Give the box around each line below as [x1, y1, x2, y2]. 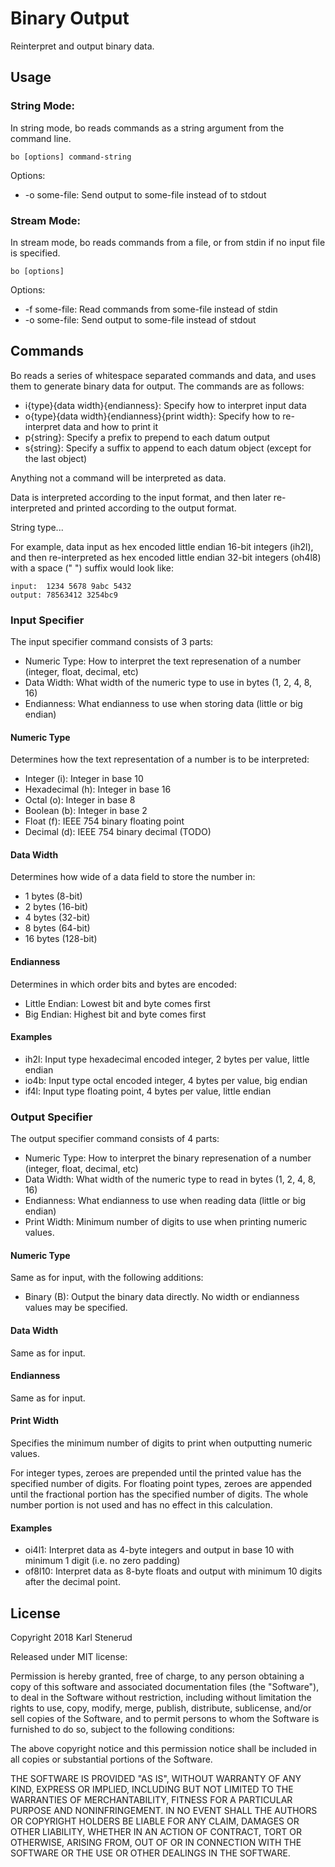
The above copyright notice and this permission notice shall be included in [10, 1742, 317, 1754]
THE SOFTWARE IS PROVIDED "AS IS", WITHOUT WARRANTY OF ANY [10, 1772, 302, 1784]
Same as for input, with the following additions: [10, 1272, 204, 1284]
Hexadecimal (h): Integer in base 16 [24, 783, 172, 796]
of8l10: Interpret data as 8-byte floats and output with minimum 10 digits [24, 1565, 323, 1577]
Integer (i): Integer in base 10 [24, 773, 144, 785]
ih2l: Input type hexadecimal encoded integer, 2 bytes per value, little [24, 1053, 310, 1065]
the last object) [24, 452, 88, 464]
